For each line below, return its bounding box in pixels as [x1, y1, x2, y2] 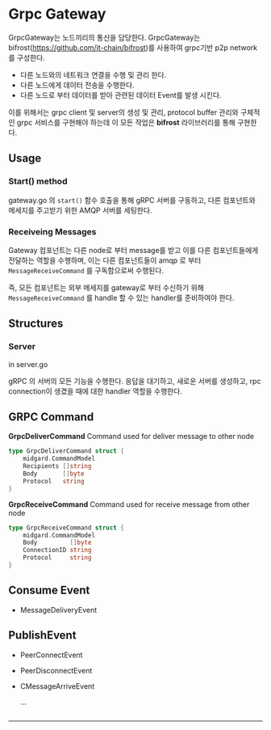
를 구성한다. [8, 53, 46, 62]
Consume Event [8, 584, 90, 597]
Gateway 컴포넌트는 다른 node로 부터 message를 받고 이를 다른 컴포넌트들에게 [8, 245, 259, 255]
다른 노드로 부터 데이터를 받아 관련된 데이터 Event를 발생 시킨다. [19, 90, 222, 99]
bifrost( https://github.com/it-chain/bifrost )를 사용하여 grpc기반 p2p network [8, 42, 258, 53]
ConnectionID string [23, 546, 92, 555]
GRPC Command [8, 410, 94, 424]
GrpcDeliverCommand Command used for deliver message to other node [8, 432, 255, 441]
